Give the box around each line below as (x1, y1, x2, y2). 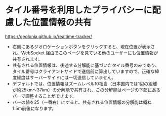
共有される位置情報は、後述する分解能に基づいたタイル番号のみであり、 (12, 62, 160, 68)
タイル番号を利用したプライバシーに (5, 4, 152, 16)
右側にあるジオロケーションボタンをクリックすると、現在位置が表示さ (12, 43, 155, 49)
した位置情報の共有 (14, 17, 92, 28)
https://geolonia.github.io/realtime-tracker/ (5, 33, 92, 39)
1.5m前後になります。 (12, 105, 56, 111)
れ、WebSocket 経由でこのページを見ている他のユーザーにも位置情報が (12, 50, 158, 56)
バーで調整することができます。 (12, 93, 77, 99)
